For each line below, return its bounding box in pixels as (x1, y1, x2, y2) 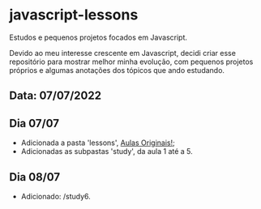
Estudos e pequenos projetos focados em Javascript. (9, 32, 188, 42)
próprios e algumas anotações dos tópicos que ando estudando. (9, 65, 225, 75)
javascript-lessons (9, 6, 139, 24)
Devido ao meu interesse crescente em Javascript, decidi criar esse (9, 48, 236, 58)
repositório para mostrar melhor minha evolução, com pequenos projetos (9, 57, 254, 66)
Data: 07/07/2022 (9, 89, 102, 103)
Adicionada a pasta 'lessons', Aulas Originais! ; (20, 138, 175, 147)
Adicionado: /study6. (20, 191, 92, 201)
